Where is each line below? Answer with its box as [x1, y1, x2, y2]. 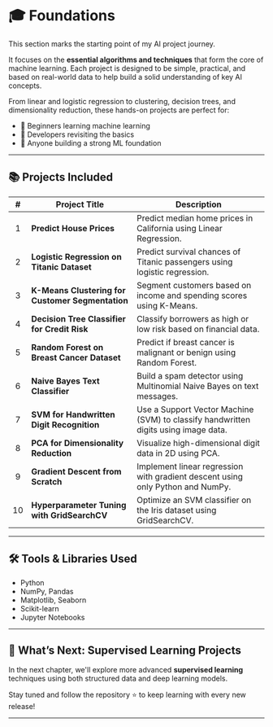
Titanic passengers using [136, 256, 233, 267]
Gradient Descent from [31, 466, 122, 477]
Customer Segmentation [31, 295, 128, 306]
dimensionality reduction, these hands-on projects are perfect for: [8, 105, 230, 115]
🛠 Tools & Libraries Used [8, 552, 137, 566]
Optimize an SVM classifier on [136, 494, 252, 506]
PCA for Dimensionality [31, 437, 124, 449]
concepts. [8, 81, 42, 90]
